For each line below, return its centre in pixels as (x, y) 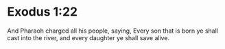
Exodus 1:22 (42, 12)
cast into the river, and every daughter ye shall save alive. (88, 37)
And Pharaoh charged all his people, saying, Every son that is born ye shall (113, 31)
